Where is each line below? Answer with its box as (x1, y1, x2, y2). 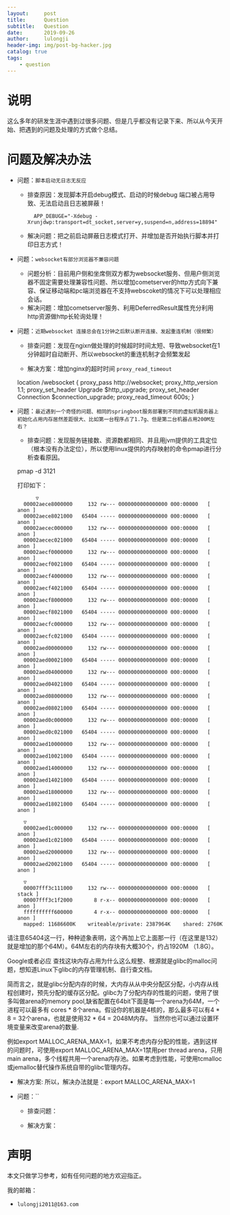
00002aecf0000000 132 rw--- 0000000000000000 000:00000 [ (23, 549, 211, 555)
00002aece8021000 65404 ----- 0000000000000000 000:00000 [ (23, 512, 211, 520)
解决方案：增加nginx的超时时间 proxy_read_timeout (27, 364, 172, 372)
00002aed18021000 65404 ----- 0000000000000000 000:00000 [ (23, 800, 211, 808)
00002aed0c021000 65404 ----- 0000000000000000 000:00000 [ (23, 728, 211, 736)
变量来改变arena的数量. (12, 1022, 79, 1031)
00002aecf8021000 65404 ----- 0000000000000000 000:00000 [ (23, 608, 211, 616)
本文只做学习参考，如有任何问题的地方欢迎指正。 (7, 1172, 145, 1180)
